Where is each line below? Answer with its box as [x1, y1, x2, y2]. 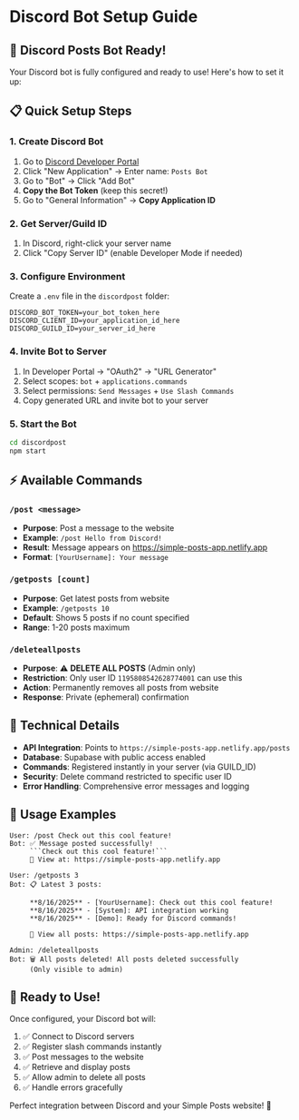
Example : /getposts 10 [22, 602, 111, 614]
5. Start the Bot [9, 418, 77, 430]
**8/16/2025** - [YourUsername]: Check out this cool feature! [29, 898, 274, 907]
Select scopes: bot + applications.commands [22, 375, 188, 387]
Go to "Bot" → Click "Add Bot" [22, 175, 136, 186]
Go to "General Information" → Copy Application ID [22, 194, 216, 205]
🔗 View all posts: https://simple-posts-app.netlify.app [29, 929, 249, 938]
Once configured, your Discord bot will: [9, 1014, 157, 1025]
